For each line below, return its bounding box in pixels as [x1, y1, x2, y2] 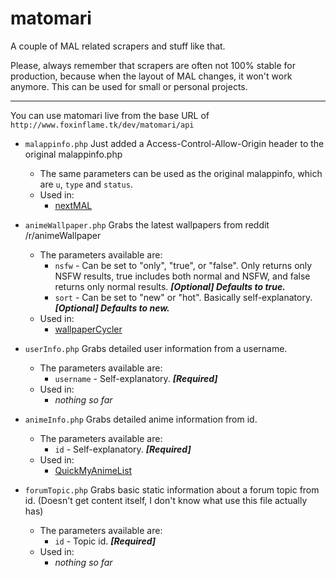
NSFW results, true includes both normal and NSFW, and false [54, 270, 311, 282]
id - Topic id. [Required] [54, 535, 157, 547]
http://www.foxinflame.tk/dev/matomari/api [10, 120, 195, 130]
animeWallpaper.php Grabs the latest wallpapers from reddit [24, 218, 270, 231]
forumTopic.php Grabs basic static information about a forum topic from [24, 483, 320, 496]
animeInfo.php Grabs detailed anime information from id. [24, 413, 258, 425]
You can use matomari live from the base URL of [10, 109, 210, 121]
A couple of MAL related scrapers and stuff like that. [10, 40, 226, 52]
